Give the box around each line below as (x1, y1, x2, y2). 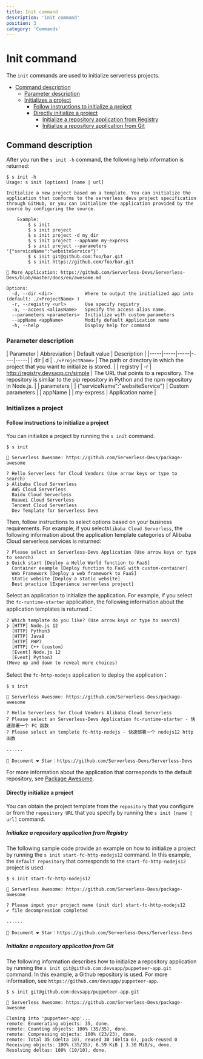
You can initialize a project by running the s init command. (6, 433, 156, 440)
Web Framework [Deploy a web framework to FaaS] (12, 571, 137, 577)
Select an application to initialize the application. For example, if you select (6, 592, 193, 599)
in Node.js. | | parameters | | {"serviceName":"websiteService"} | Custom (6, 382, 189, 390)
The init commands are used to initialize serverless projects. (6, 72, 160, 79)
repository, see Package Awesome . (6, 775, 95, 782)
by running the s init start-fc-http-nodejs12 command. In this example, (6, 851, 191, 858)
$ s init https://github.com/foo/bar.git (28, 259, 135, 265)
